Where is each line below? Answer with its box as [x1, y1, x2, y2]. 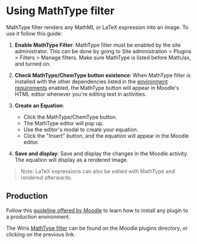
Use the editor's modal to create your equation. [23, 126, 139, 133]
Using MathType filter [6, 4, 115, 18]
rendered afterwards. [20, 174, 73, 181]
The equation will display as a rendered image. [14, 156, 129, 163]
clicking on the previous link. [6, 230, 75, 238]
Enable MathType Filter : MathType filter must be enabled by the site [14, 41, 181, 48]
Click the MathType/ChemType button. [23, 113, 117, 121]
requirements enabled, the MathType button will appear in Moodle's [14, 84, 179, 91]
